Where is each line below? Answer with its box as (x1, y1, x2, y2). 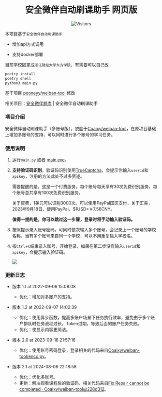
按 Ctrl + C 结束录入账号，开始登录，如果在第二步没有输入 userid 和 (12, 243, 141, 249)
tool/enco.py (19, 353, 45, 360)
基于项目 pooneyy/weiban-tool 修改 (5, 90, 76, 96)
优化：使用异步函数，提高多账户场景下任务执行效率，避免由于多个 (19, 314, 151, 321)
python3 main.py (5, 81, 38, 86)
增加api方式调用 (12, 41, 44, 47)
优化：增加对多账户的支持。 (19, 294, 75, 300)
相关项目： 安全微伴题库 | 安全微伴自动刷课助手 (5, 100, 98, 106)
